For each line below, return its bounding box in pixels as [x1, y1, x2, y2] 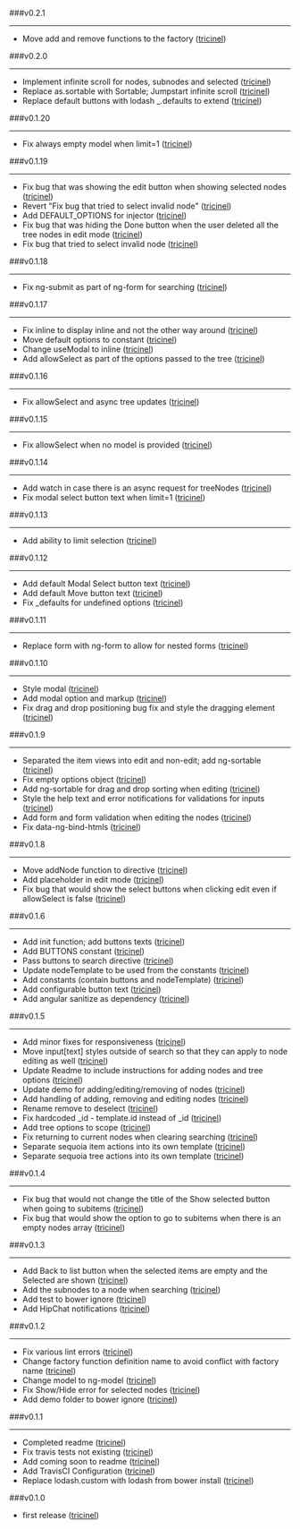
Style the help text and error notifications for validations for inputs [21, 793, 265, 804]
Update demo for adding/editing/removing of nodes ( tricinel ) [21, 1084, 246, 1095]
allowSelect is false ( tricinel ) [21, 893, 127, 903]
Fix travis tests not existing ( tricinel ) [21, 1447, 154, 1457]
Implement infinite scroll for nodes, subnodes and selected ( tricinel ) [21, 76, 271, 87]
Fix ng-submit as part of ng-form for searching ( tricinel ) [21, 282, 228, 292]
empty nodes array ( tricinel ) [21, 1222, 126, 1233]
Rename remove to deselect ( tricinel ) [21, 1103, 159, 1114]
